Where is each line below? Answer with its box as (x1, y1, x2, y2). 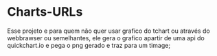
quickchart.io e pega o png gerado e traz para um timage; (7, 41, 170, 49)
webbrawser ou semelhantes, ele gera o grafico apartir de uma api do (7, 33, 205, 42)
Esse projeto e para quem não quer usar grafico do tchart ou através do (7, 27, 211, 35)
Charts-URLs (7, 4, 83, 20)
